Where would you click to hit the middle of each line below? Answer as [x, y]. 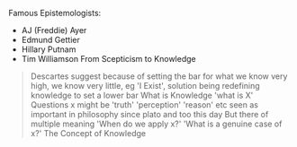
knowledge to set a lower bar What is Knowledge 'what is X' [142, 95]
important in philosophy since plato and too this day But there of [149, 114]
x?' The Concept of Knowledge [88, 133]
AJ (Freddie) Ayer [54, 30]
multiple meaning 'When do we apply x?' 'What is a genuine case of [156, 124]
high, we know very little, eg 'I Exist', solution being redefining [145, 86]
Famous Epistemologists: [55, 13]
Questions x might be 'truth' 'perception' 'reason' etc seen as [144, 105]
